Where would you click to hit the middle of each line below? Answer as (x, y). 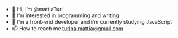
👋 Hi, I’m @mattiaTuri (37, 9)
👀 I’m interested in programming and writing (65, 15)
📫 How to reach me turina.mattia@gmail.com (67, 28)
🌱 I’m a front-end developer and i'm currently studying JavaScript (92, 22)
